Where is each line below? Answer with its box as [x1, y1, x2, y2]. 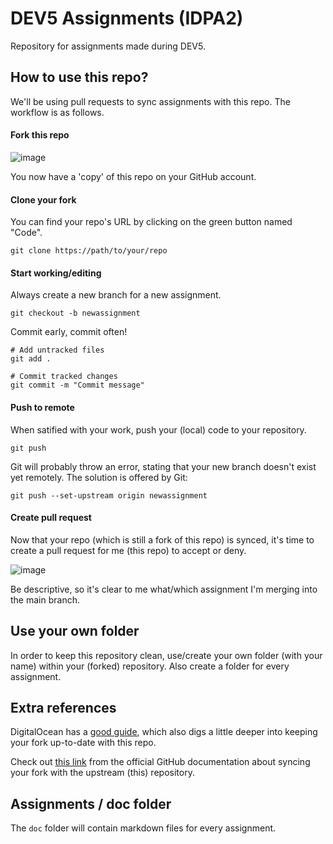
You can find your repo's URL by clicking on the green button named [10, 216, 293, 228]
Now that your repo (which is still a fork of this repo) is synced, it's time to [10, 533, 315, 546]
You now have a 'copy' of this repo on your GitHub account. [10, 170, 257, 182]
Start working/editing [10, 267, 102, 279]
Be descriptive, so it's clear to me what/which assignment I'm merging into [10, 583, 318, 595]
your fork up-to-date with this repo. [10, 737, 157, 749]
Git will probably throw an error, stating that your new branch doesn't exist [10, 460, 317, 472]
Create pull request [10, 512, 92, 524]
